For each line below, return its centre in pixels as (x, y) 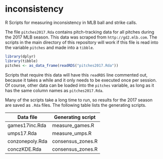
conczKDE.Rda (24, 149)
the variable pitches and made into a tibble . (50, 47)
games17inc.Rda (27, 125)
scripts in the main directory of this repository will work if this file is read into (82, 42)
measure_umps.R (72, 133)
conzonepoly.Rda (27, 141)
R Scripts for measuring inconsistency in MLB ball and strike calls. (71, 22)
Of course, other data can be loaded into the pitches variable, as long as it (80, 85)
